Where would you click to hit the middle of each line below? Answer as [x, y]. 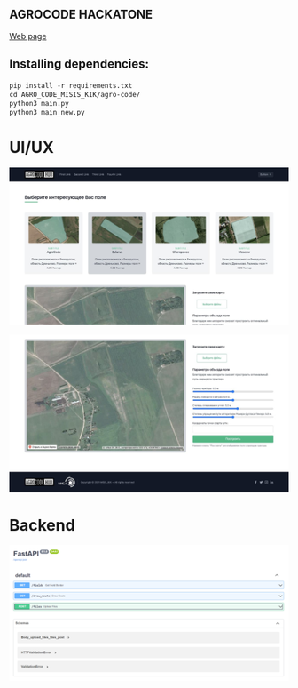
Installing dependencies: [79, 64]
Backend [42, 525]
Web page [28, 36]
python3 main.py [39, 103]
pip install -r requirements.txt [71, 85]
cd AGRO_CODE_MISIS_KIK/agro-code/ [75, 94]
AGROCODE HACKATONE [81, 15]
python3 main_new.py [47, 112]
